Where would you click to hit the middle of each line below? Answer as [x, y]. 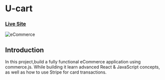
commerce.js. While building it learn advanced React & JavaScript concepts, [82, 67]
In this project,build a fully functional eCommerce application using [73, 62]
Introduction [25, 50]
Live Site [16, 24]
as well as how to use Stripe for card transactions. [56, 72]
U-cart [19, 9]
